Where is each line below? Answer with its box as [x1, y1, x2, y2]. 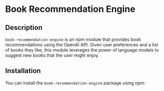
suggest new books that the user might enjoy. [5, 52, 99, 58]
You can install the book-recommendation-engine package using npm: [5, 80, 146, 86]
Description [5, 23, 42, 32]
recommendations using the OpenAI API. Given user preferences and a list [5, 42, 158, 48]
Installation [5, 67, 41, 75]
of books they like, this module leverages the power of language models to [5, 47, 159, 53]
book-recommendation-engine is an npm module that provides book [5, 36, 141, 42]
